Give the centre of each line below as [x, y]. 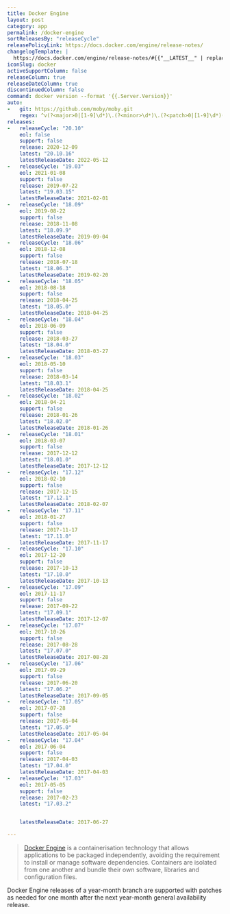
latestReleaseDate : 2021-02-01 [64, 199]
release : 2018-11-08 [49, 224]
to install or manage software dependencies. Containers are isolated [120, 862]
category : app [27, 26]
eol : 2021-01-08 [43, 173]
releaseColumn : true [37, 77]
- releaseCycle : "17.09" [46, 587]
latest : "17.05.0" [46, 727]
